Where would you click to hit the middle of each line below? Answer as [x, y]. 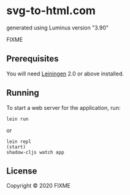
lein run [17, 119]
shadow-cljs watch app [35, 152]
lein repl [19, 142]
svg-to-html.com [51, 11]
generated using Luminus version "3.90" [58, 28]
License [22, 171]
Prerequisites [32, 59]
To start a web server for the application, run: [63, 107]
